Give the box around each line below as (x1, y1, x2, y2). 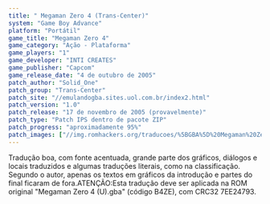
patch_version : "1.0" (8, 101, 81, 109)
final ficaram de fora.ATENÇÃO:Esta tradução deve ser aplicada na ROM (8, 178, 247, 188)
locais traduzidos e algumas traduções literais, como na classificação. (8, 161, 241, 170)
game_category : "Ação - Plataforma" (8, 42, 131, 50)
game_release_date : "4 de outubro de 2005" (8, 71, 157, 79)
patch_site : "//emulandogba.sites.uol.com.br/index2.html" (8, 94, 211, 102)
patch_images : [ (8, 130, 63, 138)
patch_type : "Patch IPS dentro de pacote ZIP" (8, 116, 167, 124)
